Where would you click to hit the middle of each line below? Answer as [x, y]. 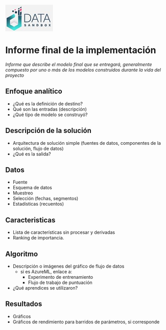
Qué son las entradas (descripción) [50, 109]
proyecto [15, 75]
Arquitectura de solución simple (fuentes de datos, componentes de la [87, 143]
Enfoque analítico [34, 91]
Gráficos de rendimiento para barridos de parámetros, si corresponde [86, 322]
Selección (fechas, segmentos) [45, 199]
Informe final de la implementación [81, 50]
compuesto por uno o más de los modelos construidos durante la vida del [83, 70]
